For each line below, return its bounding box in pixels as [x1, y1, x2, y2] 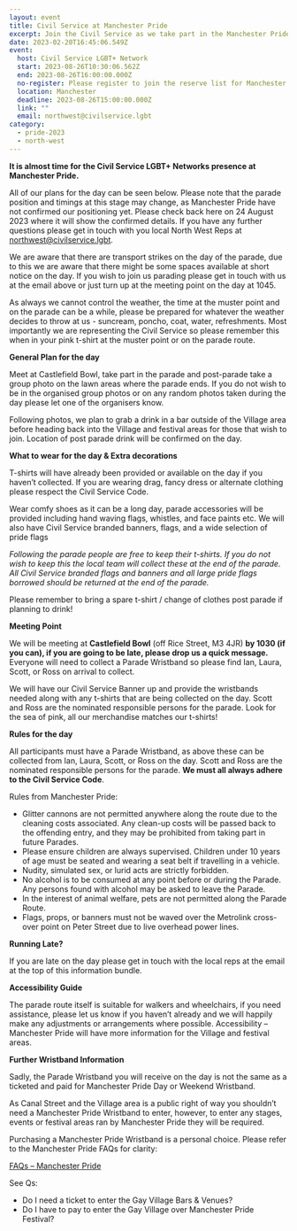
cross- [253, 911, 278, 922]
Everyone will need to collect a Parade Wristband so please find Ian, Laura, [9, 656, 282, 667]
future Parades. [21, 836, 80, 847]
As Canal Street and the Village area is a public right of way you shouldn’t [9, 1097, 277, 1108]
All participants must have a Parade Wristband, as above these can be [9, 746, 265, 756]
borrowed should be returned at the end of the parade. [9, 577, 209, 587]
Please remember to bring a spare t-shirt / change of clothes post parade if [9, 594, 284, 605]
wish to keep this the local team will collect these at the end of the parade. [9, 558, 281, 569]
